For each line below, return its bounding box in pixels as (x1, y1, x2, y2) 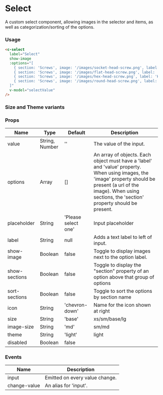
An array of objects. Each (94, 151, 151, 158)
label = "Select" (9, 52, 40, 57)
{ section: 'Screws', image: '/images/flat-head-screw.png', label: (14, 70, 155, 75)
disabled (7, 339, 27, 346)
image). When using (94, 188, 140, 194)
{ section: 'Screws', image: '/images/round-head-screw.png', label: (14, 79, 158, 84)
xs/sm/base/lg (94, 316, 127, 322)
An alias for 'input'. (45, 382, 88, 389)
